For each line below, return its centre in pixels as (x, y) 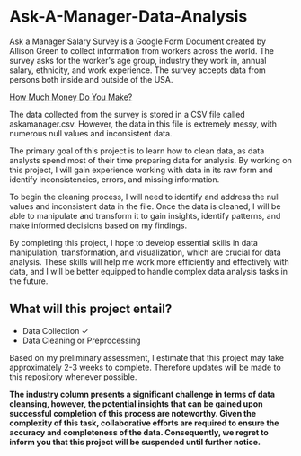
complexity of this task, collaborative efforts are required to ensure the (144, 423)
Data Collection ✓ (55, 330)
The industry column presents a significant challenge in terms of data (142, 394)
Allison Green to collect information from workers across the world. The (142, 50)
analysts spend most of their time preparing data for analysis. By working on (150, 160)
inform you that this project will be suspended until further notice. (135, 442)
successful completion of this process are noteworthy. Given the (133, 413)
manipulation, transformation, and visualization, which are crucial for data (145, 252)
